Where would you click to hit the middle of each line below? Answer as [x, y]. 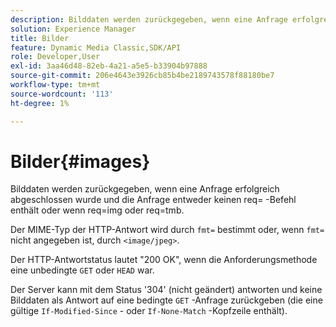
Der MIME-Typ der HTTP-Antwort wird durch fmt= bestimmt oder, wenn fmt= [167, 230]
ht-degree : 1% [40, 103]
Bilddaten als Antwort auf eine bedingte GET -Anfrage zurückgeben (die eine [166, 300]
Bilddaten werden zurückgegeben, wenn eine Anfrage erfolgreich [145, 189]
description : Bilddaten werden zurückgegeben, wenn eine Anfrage [149, 19]
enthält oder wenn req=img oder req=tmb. [97, 210]
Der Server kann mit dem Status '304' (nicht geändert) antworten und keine [166, 290]
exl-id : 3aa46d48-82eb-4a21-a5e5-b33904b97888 [109, 66]
